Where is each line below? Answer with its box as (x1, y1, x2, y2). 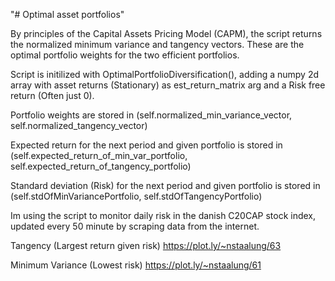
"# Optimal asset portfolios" (10, 9, 125, 20)
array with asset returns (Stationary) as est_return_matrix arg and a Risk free (10, 79, 326, 91)
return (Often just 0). (10, 90, 95, 101)
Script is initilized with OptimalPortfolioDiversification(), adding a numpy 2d (10, 69, 320, 80)
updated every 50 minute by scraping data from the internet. (10, 220, 260, 232)
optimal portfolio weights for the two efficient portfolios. (10, 49, 240, 61)
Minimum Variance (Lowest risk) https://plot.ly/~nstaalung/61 (10, 259, 262, 271)
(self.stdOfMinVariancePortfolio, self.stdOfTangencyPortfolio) (10, 190, 263, 202)
